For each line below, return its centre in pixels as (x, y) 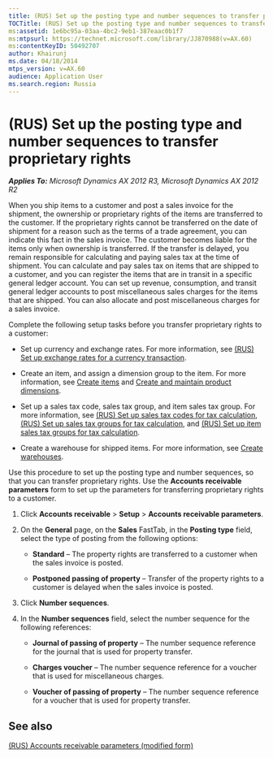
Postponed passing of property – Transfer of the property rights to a (148, 578)
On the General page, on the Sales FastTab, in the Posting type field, (136, 530)
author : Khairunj (38, 54)
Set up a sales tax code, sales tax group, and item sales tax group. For (138, 406)
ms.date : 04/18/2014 (43, 62)
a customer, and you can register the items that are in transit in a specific (130, 275)
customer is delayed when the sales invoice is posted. (123, 587)
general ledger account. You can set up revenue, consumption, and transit (133, 283)
